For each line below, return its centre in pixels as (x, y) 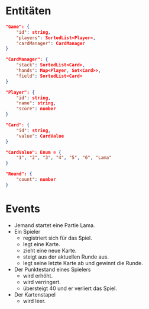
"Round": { (19, 174)
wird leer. (34, 301)
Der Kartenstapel (35, 294)
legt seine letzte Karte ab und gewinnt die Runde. (83, 263)
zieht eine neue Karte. (50, 250)
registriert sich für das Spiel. (57, 238)
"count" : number (36, 180)
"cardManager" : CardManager (51, 43)
